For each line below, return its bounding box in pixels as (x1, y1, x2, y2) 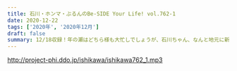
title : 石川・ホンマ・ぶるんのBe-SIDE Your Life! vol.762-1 (7, 10, 176, 18)
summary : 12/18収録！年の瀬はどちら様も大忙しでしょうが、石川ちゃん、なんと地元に (7, 37, 225, 44)
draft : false (7, 30, 46, 37)
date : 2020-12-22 (7, 17, 59, 24)
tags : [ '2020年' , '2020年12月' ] (7, 23, 99, 30)
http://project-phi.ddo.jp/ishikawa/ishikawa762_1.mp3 (7, 56, 163, 64)
